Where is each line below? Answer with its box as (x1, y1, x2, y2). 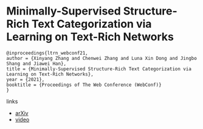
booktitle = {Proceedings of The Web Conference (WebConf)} (6, 82, 162, 88)
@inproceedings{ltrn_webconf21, (6, 50, 88, 56)
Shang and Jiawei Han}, (6, 61, 67, 67)
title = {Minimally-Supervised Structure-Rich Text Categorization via (6, 65, 191, 72)
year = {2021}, (6, 76, 45, 82)
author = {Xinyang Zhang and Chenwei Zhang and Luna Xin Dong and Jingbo (6, 55, 198, 61)
